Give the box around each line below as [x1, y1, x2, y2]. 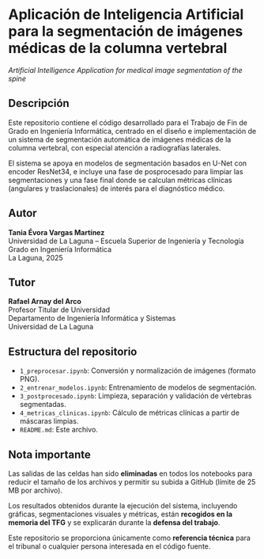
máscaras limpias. [19, 416, 79, 426]
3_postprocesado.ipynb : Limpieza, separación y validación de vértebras [19, 391, 252, 401]
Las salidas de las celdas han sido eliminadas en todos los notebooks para [8, 469, 253, 478]
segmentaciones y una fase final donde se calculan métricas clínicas [8, 175, 232, 184]
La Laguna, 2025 [8, 253, 63, 262]
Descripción [8, 97, 70, 110]
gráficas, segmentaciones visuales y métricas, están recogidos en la [8, 509, 233, 519]
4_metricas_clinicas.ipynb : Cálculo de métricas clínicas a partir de [19, 408, 239, 417]
